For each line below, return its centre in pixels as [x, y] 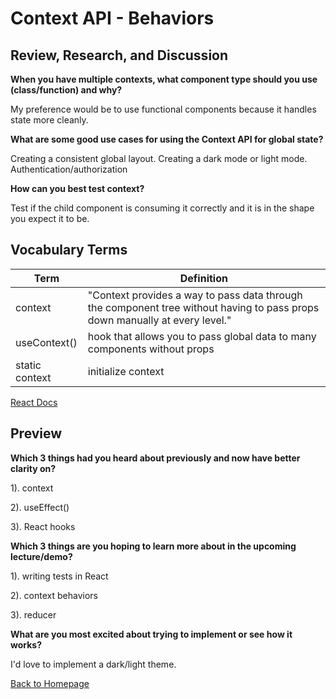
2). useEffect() [40, 507]
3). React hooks [43, 526]
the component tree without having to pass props [203, 307]
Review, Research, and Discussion [119, 55]
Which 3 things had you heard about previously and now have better [155, 458]
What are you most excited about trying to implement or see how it [151, 634]
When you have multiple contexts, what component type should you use [164, 79]
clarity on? [33, 468]
